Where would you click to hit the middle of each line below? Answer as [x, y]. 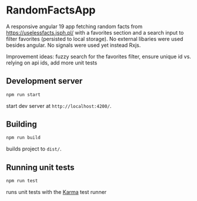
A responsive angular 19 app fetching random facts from [74, 26]
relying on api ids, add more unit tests [52, 63]
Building [21, 125]
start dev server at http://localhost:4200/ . [59, 105]
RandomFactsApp [51, 10]
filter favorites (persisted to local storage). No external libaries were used [95, 39]
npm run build [24, 138]
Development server [44, 81]
